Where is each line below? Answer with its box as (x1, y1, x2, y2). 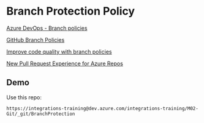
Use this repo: (6, 93, 42, 101)
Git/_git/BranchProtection (6, 111, 75, 117)
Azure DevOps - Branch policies (6, 24, 88, 32)
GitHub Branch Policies (6, 36, 65, 43)
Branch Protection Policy (6, 4, 135, 18)
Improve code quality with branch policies (6, 47, 112, 55)
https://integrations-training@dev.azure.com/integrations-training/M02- (6, 105, 199, 111)
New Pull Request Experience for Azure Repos (6, 60, 124, 67)
